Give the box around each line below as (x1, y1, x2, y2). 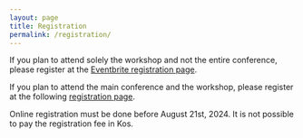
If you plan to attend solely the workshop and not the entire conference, (9, 55, 279, 66)
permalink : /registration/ (9, 30, 112, 39)
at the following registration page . (9, 91, 136, 102)
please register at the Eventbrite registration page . (9, 64, 198, 75)
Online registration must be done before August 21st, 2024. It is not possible (9, 109, 295, 120)
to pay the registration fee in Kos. (9, 118, 134, 129)
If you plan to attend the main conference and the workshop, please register (9, 82, 294, 93)
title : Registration (9, 22, 88, 31)
